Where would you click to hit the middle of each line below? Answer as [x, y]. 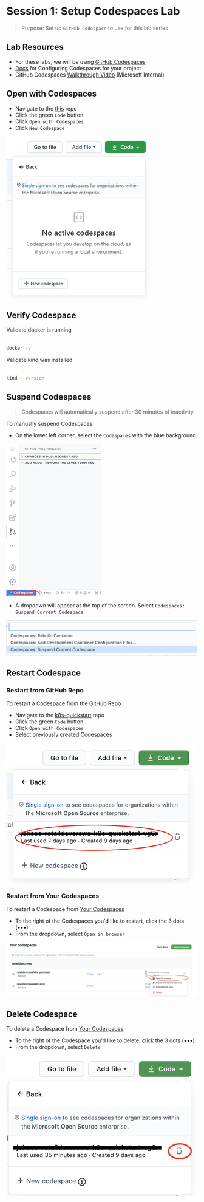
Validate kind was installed [39, 360]
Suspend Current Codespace [49, 612]
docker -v [19, 348]
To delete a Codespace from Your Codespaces [65, 1029]
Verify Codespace [41, 315]
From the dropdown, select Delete [58, 1047]
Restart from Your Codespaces [53, 896]
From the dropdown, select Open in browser [70, 934]
